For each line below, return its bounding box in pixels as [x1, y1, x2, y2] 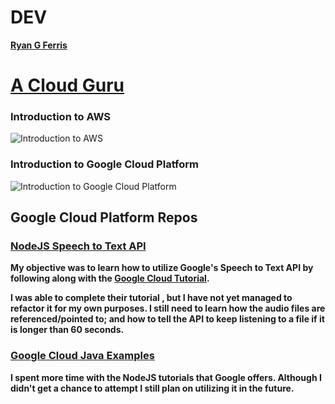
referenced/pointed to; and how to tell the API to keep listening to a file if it [10, 313, 325, 325]
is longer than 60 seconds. [10, 324, 125, 336]
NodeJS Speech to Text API [10, 239, 147, 253]
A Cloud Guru [10, 74, 125, 97]
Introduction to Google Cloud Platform [10, 157, 200, 171]
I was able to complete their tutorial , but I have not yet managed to [10, 292, 293, 304]
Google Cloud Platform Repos [10, 209, 198, 226]
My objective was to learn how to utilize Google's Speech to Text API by [10, 262, 314, 274]
